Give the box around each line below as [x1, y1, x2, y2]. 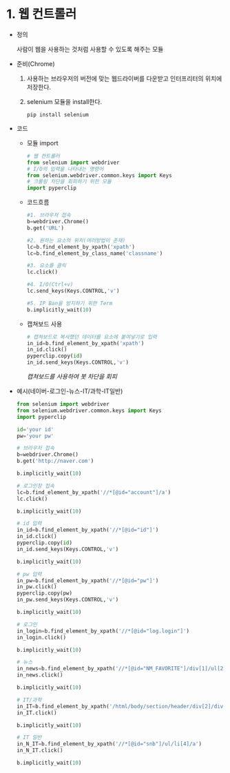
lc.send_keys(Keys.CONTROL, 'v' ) [26, 287, 120, 295]
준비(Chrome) [16, 59, 56, 68]
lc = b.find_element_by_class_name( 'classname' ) [26, 249, 163, 257]
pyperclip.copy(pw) [16, 590, 73, 597]
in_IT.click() [16, 709, 57, 717]
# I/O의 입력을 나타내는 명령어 [26, 165, 104, 172]
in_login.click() [16, 634, 67, 641]
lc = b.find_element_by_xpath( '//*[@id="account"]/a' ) [16, 488, 171, 496]
